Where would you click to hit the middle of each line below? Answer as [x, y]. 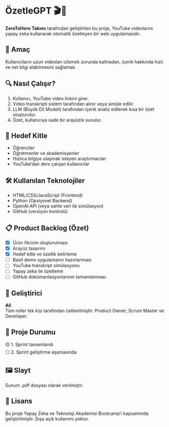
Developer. [16, 316]
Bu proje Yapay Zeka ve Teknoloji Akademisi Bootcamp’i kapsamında [77, 413]
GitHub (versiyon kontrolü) [40, 211]
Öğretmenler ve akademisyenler [46, 153]
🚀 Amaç [18, 50]
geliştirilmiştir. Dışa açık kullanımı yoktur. [47, 418]
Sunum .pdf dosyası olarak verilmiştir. [44, 385]
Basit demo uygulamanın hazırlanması [52, 260]
